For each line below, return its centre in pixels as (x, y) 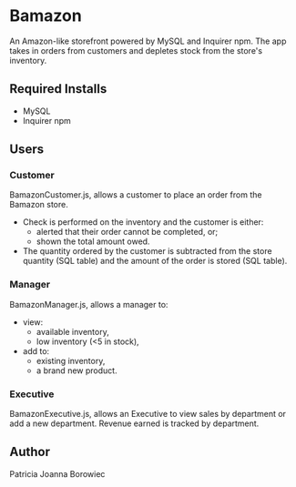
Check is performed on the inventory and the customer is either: (143, 222)
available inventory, (72, 331)
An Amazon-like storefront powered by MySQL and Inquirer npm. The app (148, 41)
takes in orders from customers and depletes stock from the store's (136, 50)
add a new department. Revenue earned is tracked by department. (134, 423)
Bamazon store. (39, 205)
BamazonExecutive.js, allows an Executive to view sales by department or (148, 414)
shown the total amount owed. (93, 241)
